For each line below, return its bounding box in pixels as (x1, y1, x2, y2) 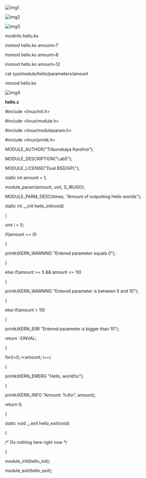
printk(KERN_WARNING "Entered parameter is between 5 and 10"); (5, 288, 139, 294)
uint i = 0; (5, 222, 24, 228)
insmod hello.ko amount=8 (5, 52, 59, 58)
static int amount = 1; (5, 175, 47, 180)
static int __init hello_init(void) (5, 203, 64, 209)
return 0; (5, 401, 23, 407)
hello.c (5, 99, 19, 105)
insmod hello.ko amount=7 (5, 42, 58, 48)
